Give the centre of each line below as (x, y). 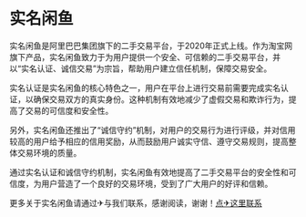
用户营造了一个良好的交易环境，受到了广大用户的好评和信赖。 (157, 183)
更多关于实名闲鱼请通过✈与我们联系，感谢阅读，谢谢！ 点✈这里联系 (136, 202)
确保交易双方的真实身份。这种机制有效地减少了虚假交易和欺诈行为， (161, 99)
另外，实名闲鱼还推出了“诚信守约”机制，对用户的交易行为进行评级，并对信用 (153, 129)
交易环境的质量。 (49, 152)
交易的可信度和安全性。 (69, 110)
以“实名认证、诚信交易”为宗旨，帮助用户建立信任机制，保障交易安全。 (141, 68)
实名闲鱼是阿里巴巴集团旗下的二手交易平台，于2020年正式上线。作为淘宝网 (151, 46)
